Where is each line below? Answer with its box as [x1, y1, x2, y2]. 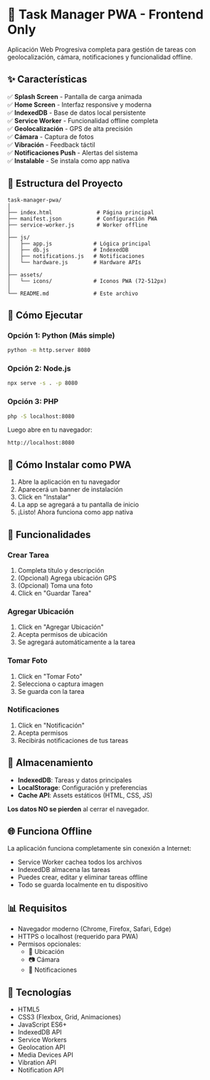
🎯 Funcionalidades [7, 529, 91, 541]
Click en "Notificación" [17, 721, 85, 729]
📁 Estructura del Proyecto [7, 177, 123, 189]
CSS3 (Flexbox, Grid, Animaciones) [17, 1013, 122, 1022]
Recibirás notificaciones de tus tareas [17, 736, 129, 744]
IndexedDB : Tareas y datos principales [17, 776, 132, 784]
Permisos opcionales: [17, 940, 81, 948]
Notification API [17, 1066, 64, 1074]
